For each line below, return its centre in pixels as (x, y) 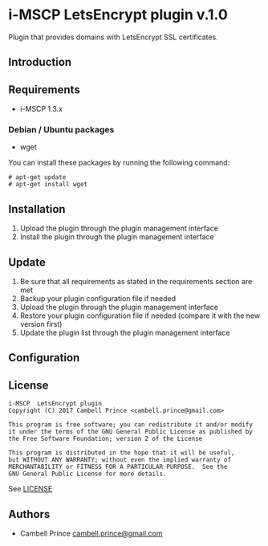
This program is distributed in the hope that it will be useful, (122, 453)
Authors (29, 514)
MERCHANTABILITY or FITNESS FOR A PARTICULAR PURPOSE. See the (118, 467)
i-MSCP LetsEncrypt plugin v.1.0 (118, 15)
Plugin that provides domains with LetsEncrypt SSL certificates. (113, 37)
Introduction (40, 62)
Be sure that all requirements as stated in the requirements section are (136, 282)
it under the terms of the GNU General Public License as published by (130, 432)
